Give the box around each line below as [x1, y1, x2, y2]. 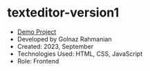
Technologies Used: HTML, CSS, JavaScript [17, 50, 143, 58]
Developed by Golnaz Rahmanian [17, 34, 112, 43]
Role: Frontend [17, 57, 59, 65]
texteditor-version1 [7, 5, 120, 21]
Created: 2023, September [17, 42, 94, 50]
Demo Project [17, 28, 57, 36]
